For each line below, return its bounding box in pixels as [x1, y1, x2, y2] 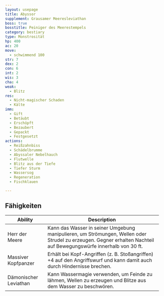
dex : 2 [5, 61, 19, 66]
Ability [17, 216, 33, 223]
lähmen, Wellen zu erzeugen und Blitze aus [47, 276, 146, 283]
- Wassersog [9, 170, 34, 176]
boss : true [5, 20, 27, 26]
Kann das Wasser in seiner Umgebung [47, 224, 135, 231]
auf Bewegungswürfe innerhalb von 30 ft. [47, 242, 143, 249]
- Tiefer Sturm [9, 166, 41, 171]
